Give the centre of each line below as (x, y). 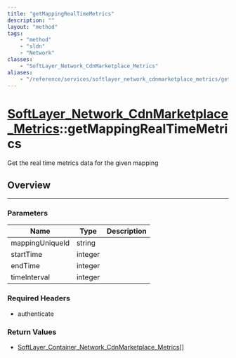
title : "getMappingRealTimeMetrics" (61, 14)
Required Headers (39, 298)
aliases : (20, 72)
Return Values (32, 332)
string (86, 243)
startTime (27, 255)
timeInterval (31, 277)
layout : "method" (33, 27)
